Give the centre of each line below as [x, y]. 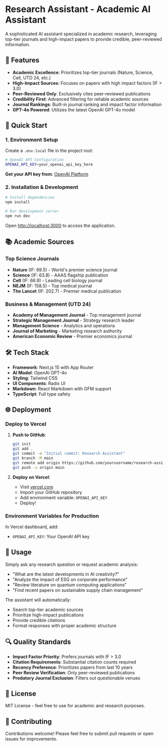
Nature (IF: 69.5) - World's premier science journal [65, 270]
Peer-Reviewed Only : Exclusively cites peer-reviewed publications [81, 93]
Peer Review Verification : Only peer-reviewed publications [74, 672]
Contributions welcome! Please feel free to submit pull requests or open [79, 733]
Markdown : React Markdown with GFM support [62, 389]
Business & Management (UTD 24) [48, 304]
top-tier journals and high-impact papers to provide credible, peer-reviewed [83, 39]
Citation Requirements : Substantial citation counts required [74, 662]
